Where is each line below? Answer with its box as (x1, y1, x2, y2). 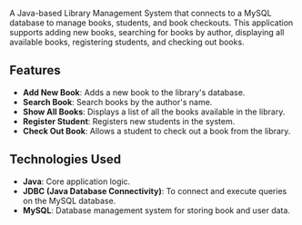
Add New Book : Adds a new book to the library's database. (22, 86, 246, 98)
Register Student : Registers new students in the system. (22, 115, 236, 126)
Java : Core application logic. (22, 176, 131, 187)
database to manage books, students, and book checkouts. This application (9, 17, 294, 28)
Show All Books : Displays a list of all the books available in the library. (22, 106, 286, 117)
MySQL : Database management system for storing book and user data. (22, 204, 291, 216)
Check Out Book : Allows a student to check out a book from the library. (22, 125, 291, 136)
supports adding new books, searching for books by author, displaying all (9, 27, 285, 37)
